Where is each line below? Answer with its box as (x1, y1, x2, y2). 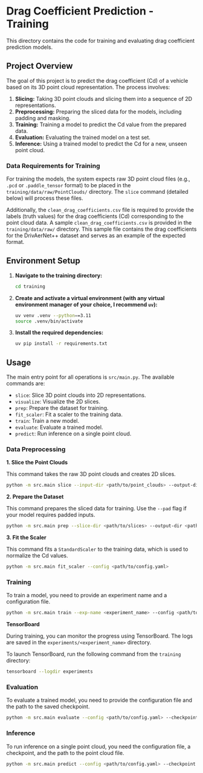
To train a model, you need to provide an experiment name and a (6, 592, 167, 599)
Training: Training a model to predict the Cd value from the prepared (14, 121, 187, 128)
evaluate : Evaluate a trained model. (14, 424, 103, 431)
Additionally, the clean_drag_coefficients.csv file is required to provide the (6, 207, 195, 214)
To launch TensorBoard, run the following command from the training (6, 650, 181, 658)
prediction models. (6, 43, 53, 51)
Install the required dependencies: (14, 329, 104, 336)
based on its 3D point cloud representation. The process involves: (6, 83, 170, 91)
